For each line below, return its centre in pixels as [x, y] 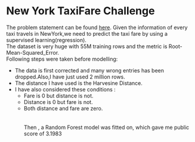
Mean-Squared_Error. [33, 52]
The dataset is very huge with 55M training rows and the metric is [87, 46]
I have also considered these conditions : [65, 89]
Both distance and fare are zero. [63, 108]
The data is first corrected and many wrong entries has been [89, 70]
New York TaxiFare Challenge [81, 11]
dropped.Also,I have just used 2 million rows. [70, 77]
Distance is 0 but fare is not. [58, 102]
